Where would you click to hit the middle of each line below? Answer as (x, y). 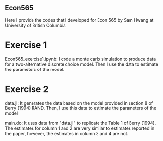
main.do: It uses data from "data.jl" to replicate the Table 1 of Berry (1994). (81, 123)
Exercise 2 (27, 89)
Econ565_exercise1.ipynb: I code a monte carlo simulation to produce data (81, 59)
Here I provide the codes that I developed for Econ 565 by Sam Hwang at (79, 20)
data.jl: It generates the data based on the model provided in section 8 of (79, 103)
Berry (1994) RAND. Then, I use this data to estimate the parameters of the (81, 108)
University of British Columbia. (36, 25)
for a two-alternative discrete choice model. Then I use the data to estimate (82, 64)
